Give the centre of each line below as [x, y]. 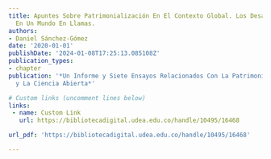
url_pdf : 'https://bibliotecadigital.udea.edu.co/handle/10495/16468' [129, 135]
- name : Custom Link [46, 113]
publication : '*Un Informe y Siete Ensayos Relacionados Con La [119, 76]
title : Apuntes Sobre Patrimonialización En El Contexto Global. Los [128, 16]
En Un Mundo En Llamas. [55, 23]
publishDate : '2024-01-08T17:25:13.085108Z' [84, 53]
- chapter [25, 69]
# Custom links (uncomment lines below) [77, 98]
